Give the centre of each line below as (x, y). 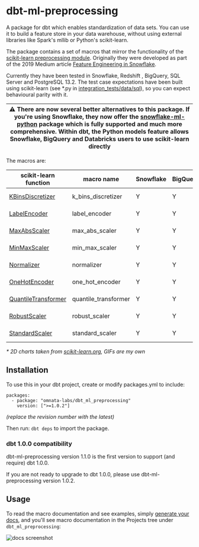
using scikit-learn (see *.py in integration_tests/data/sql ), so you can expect (98, 88)
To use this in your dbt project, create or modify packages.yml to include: (96, 384)
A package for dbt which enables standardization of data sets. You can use (98, 27)
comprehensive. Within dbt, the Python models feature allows (99, 131)
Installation (27, 370)
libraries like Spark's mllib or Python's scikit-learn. (67, 40)
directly (99, 146)
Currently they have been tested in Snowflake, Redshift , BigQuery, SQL (93, 75)
